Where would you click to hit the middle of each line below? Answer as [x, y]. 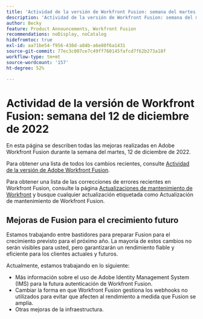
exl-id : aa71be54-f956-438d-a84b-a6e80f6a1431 [66, 46]
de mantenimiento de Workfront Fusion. [56, 201]
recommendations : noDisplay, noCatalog [56, 34]
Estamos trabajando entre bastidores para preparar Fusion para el [88, 235]
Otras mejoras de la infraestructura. [59, 309]
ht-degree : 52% [25, 68]
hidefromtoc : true [29, 40]
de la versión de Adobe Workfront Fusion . [58, 170]
